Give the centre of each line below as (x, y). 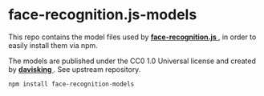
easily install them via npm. (53, 45)
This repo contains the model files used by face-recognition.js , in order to (132, 37)
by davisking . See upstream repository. (75, 69)
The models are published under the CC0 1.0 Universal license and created (132, 61)
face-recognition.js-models (103, 15)
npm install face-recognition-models (71, 84)
